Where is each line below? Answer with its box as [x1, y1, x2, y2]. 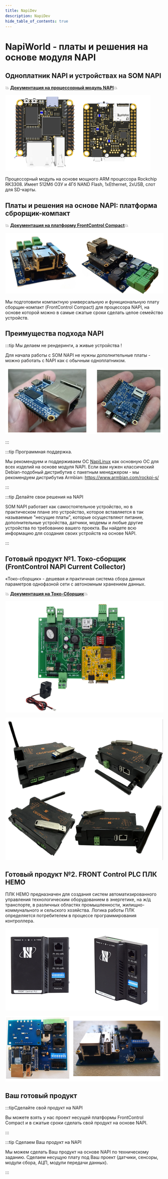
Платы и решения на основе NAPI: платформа [5, 201, 157, 210]
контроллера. [5, 918, 35, 924]
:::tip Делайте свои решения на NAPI [5, 494, 84, 500]
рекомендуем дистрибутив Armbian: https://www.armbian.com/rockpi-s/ [5, 475, 159, 481]
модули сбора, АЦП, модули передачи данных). [5, 1159, 108, 1166]
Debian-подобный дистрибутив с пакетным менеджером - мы [5, 469, 139, 475]
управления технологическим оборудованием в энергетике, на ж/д [5, 897, 151, 903]
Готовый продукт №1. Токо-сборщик [5, 554, 126, 563]
